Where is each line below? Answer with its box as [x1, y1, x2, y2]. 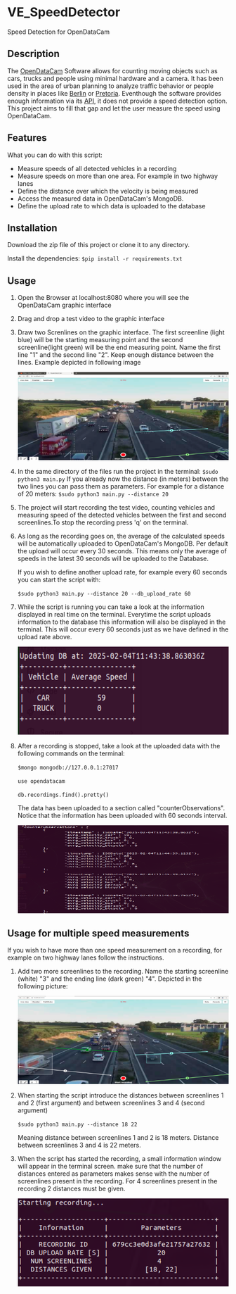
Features [7, 132, 47, 144]
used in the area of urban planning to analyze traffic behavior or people [7, 82, 214, 90]
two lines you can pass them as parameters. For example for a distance [17, 482, 225, 491]
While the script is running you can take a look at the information [17, 603, 205, 611]
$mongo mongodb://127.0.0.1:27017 [17, 765, 119, 772]
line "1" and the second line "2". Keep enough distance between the [17, 351, 214, 359]
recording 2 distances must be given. [17, 1184, 126, 1193]
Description [7, 48, 60, 60]
